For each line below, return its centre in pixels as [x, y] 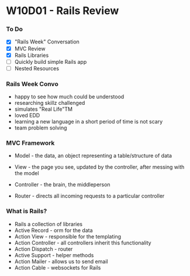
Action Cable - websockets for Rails [58, 267]
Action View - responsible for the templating [68, 236]
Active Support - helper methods [54, 255]
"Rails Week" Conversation [47, 42]
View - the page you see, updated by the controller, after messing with [99, 167]
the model [27, 173]
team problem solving [41, 128]
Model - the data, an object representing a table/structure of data [93, 156]
